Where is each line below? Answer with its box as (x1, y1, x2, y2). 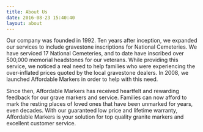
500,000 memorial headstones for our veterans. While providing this (6, 56, 179, 64)
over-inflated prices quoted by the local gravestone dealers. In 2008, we (6, 69, 189, 77)
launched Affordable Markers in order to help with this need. (6, 75, 158, 83)
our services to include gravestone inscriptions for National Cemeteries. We (6, 43, 197, 50)
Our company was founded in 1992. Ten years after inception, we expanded (6, 37, 197, 44)
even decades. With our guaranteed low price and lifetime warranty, (6, 107, 178, 114)
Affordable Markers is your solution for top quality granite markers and (6, 113, 184, 120)
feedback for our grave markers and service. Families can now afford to (6, 94, 187, 101)
